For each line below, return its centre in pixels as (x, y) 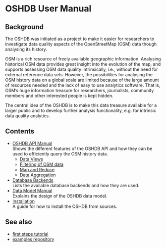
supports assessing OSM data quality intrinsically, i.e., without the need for (82, 69)
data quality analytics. (28, 116)
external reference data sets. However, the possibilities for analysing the (79, 74)
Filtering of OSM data (41, 164)
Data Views (31, 159)
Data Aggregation (38, 175)
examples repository (33, 239)
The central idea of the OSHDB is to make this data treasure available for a (81, 105)
